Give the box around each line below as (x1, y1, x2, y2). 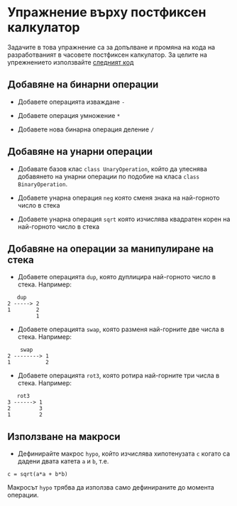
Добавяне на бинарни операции (7, 79, 159, 91)
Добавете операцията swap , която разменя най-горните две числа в (17, 325, 225, 334)
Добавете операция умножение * (17, 111, 121, 119)
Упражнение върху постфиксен (7, 4, 206, 21)
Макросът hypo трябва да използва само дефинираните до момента (7, 483, 214, 492)
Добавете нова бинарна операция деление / (17, 125, 155, 134)
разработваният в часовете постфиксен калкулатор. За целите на (7, 50, 208, 59)
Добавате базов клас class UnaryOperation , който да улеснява (17, 164, 208, 173)
